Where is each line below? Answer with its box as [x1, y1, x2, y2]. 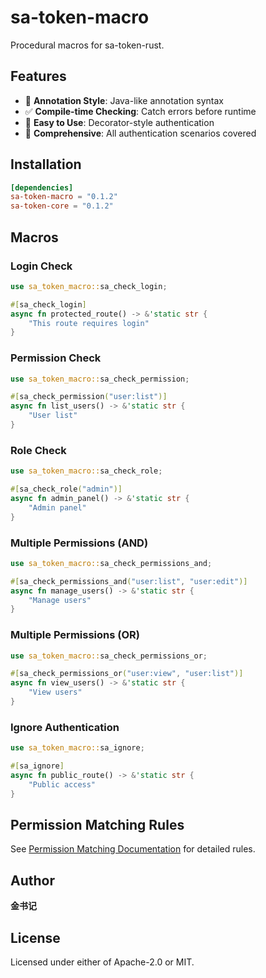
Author [10, 872, 55, 889]
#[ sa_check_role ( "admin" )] [10, 484, 123, 495]
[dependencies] [10, 182, 74, 193]
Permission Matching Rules [10, 817, 185, 833]
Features [10, 68, 67, 85]
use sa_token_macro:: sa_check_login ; [10, 281, 168, 291]
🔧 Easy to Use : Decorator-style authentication [24, 116, 215, 128]
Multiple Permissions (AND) [10, 536, 149, 550]
